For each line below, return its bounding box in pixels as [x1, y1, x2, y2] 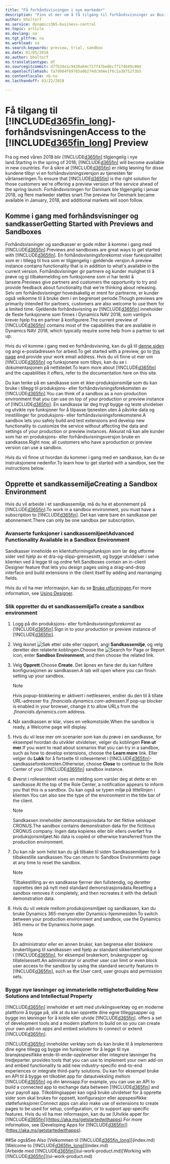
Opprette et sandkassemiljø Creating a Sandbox [5, 480, 158, 488]
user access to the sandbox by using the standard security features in [12, 962, 158, 968]
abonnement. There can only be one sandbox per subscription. [5, 517, 136, 523]
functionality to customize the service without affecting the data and [5, 423, 148, 429]
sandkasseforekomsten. [12, 761, 63, 767]
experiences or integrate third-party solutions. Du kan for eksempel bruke [5, 1068, 159, 1074]
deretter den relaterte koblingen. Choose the [12, 646, 104, 653]
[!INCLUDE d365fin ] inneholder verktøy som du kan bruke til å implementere [5, 1041, 163, 1047]
